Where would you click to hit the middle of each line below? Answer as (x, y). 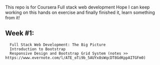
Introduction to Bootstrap (38, 49)
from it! (12, 18)
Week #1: (20, 33)
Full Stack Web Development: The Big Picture (58, 45)
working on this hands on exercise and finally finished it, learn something (80, 12)
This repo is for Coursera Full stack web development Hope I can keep (78, 7)
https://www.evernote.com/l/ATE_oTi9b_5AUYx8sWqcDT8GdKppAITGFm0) (76, 58)
